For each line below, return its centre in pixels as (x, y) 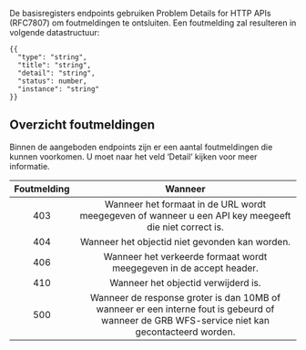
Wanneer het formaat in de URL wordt (185, 204)
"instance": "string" (59, 89)
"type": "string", (53, 57)
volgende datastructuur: (55, 32)
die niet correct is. (186, 227)
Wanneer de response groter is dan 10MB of (185, 297)
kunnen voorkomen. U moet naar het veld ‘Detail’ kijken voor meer (133, 156)
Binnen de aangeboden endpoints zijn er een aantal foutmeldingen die (141, 147)
